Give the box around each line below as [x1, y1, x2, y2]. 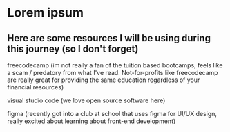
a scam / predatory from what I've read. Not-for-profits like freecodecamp [7, 69, 219, 76]
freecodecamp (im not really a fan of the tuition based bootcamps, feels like [7, 61, 223, 69]
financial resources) [7, 83, 64, 91]
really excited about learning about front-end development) [7, 117, 176, 125]
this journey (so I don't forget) [7, 43, 139, 54]
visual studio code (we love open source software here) [7, 96, 166, 104]
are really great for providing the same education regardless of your [7, 76, 200, 84]
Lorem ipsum [7, 5, 84, 21]
